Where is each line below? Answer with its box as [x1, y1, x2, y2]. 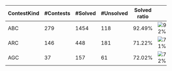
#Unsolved [100, 10, 128, 17]
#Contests [44, 10, 71, 17]
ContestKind [8, 10, 39, 17]
